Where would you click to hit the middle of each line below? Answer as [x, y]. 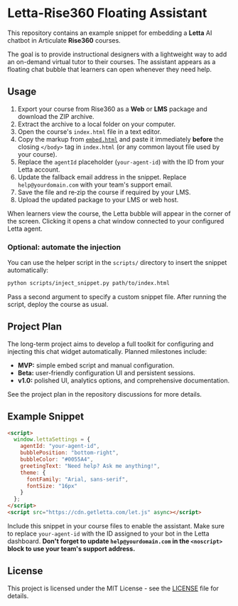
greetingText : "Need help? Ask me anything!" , [90, 466]
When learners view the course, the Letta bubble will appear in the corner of [119, 213]
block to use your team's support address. [71, 548]
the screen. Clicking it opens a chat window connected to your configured [116, 221]
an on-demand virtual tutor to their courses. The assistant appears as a [112, 61]
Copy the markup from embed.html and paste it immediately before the [120, 139]
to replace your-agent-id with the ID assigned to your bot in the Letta [108, 533]
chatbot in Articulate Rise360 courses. [64, 40]
